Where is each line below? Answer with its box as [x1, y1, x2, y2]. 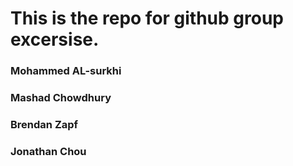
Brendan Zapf [10, 117, 79, 131]
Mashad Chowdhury [10, 91, 112, 105]
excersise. [10, 28, 100, 51]
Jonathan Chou [10, 144, 87, 158]
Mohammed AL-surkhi [10, 64, 122, 78]
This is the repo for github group [10, 7, 284, 30]
